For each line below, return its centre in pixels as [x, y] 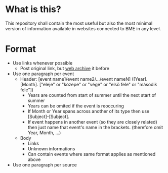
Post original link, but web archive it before [65, 68]
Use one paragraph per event [43, 74]
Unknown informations [51, 149]
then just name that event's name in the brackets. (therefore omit [95, 127]
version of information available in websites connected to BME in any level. [83, 28]
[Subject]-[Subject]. [49, 117]
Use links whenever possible [43, 63]
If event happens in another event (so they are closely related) [93, 122]
